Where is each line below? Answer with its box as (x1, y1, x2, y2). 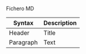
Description (43, 19, 77, 27)
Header (9, 29, 30, 37)
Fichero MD (6, 5, 35, 12)
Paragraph (9, 38, 38, 46)
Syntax (13, 19, 34, 27)
